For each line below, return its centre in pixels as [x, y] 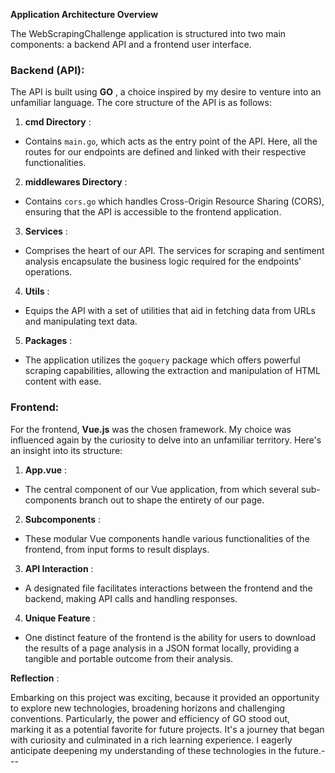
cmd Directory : [58, 122]
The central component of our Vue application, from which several [162, 489]
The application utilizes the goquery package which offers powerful [162, 360]
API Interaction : [59, 568]
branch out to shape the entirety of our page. [171, 500]
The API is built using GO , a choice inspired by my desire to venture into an [166, 92]
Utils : [37, 291]
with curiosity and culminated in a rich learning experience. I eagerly [151, 740]
